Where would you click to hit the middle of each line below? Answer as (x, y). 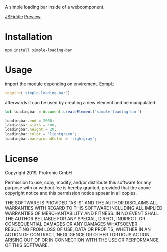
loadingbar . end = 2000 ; (30, 121)
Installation (29, 37)
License (22, 159)
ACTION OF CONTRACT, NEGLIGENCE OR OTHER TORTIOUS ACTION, (78, 234)
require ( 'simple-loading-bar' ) (38, 93)
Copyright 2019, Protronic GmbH (39, 173)
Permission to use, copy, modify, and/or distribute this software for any (78, 182)
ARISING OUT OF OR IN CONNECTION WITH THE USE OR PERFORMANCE (82, 240)
